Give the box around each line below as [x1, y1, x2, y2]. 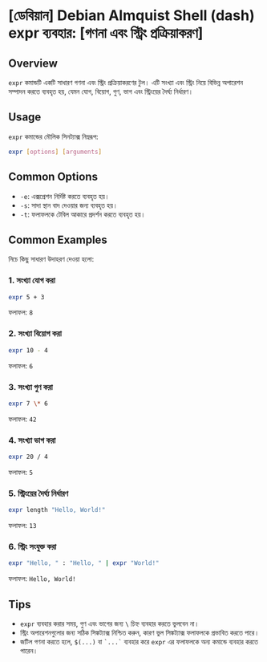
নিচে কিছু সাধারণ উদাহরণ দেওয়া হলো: [8, 254, 95, 264]
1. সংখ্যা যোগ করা [8, 275, 56, 286]
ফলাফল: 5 [8, 468, 34, 477]
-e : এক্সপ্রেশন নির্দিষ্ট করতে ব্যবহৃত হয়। [19, 191, 110, 201]
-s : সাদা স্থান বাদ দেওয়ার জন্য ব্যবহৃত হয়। [19, 200, 118, 210]
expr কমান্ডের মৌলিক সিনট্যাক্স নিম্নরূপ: [8, 132, 99, 141]
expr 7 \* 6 [8, 400, 48, 408]
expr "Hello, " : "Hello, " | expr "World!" [8, 559, 160, 567]
